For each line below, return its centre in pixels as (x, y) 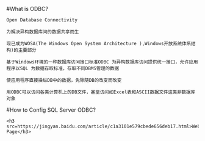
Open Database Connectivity (42, 20)
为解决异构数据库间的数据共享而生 (43, 32)
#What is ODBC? (27, 9)
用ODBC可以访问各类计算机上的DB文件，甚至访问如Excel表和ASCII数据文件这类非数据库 (101, 92)
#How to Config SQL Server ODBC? (51, 110)
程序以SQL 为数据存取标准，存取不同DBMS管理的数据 (63, 68)
